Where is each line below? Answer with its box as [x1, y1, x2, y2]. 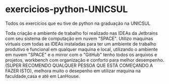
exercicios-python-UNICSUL [5, 4, 128, 15]
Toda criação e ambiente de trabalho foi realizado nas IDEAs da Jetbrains [5, 30, 158, 36]
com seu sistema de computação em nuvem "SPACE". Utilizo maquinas [5, 35, 153, 41]
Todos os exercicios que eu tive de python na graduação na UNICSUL [5, 20, 150, 26]
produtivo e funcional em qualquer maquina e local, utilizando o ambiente [5, 46, 158, 52]
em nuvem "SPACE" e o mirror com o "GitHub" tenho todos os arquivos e [5, 52, 157, 58]
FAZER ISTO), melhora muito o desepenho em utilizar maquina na [5, 67, 141, 74]
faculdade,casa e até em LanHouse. [5, 73, 80, 79]
